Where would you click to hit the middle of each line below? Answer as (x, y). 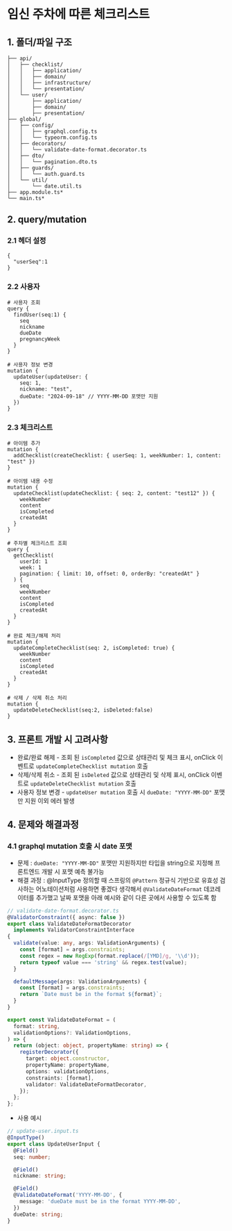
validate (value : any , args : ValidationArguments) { (90, 943)
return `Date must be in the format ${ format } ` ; (91, 995)
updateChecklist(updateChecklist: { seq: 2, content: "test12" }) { (114, 494)
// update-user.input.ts (43, 1131)
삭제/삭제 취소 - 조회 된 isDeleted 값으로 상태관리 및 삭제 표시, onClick (113, 775)
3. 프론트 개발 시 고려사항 (58, 739)
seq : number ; (32, 1157)
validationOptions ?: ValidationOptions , (72, 1033)
